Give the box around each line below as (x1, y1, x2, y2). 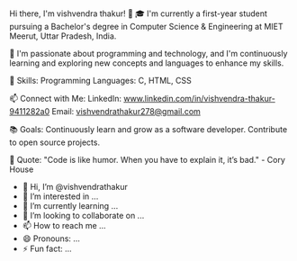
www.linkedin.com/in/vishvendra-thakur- (122, 94, 276, 103)
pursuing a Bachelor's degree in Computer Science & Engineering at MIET (9, 22, 283, 31)
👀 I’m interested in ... (22, 191, 99, 202)
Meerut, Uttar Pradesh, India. (9, 31, 117, 41)
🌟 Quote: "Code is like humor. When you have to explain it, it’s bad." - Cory (9, 155, 286, 165)
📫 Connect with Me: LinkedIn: (9, 94, 122, 103)
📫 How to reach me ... (22, 220, 106, 230)
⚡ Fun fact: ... (22, 243, 72, 254)
